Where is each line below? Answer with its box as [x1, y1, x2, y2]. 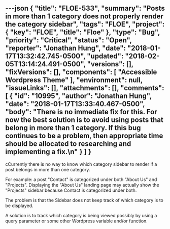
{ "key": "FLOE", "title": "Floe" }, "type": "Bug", [5, 28, 160, 37]
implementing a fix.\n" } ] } [5, 147, 92, 156]
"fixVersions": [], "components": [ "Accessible [5, 68, 157, 77]
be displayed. [5, 202, 34, 209]
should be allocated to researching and [5, 140, 131, 148]
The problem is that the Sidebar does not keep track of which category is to [5, 197, 164, 203]
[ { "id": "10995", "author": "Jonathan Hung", [5, 92, 152, 100]
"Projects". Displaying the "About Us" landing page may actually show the [5, 182, 159, 188]
